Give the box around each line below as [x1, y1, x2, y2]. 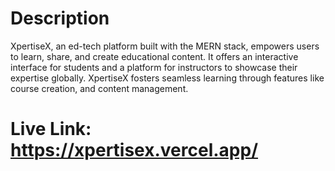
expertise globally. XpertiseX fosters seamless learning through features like [10, 72, 325, 84]
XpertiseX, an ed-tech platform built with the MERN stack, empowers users [10, 40, 320, 52]
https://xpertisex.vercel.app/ [10, 139, 259, 162]
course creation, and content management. [10, 82, 189, 94]
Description [10, 7, 110, 30]
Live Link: [10, 118, 92, 141]
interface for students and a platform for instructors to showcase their [10, 61, 298, 73]
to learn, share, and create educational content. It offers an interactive [10, 50, 299, 62]
